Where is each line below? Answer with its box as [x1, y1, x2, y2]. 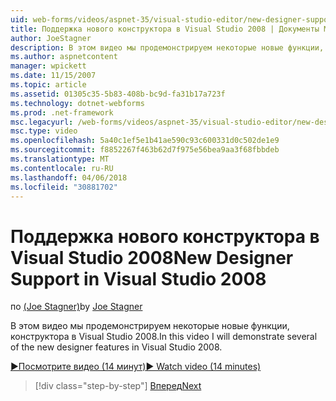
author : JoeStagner [10, 33, 92, 43]
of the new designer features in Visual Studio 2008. [10, 341, 223, 353]
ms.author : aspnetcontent [10, 52, 118, 62]
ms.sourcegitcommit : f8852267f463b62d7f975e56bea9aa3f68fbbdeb [10, 145, 280, 155]
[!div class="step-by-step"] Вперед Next [34, 380, 202, 392]
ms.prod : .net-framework [10, 107, 114, 118]
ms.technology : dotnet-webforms [10, 98, 145, 108]
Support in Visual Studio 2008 [10, 267, 267, 290]
